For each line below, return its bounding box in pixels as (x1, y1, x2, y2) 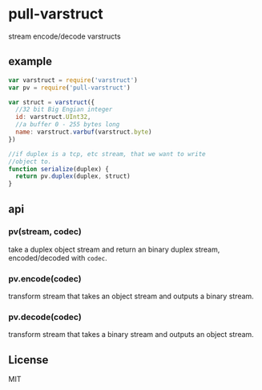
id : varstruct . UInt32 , (15, 113, 91, 121)
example (8, 55, 53, 68)
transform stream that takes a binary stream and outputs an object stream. (8, 330, 254, 339)
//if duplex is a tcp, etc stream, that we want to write (8, 150, 206, 158)
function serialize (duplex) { (8, 165, 110, 173)
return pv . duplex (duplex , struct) (15, 172, 131, 181)
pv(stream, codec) (8, 226, 82, 237)
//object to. (8, 158, 52, 166)
